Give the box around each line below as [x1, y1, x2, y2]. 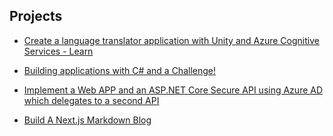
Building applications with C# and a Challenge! [23, 64, 216, 76]
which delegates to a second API [23, 94, 160, 106]
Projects [9, 8, 63, 25]
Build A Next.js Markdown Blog [23, 114, 152, 126]
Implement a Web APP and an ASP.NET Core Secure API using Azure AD [23, 84, 324, 96]
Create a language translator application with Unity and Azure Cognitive [23, 34, 320, 46]
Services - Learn [23, 45, 94, 57]
